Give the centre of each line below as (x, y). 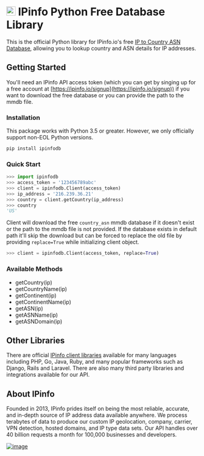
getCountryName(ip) (41, 289)
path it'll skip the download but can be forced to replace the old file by (94, 236)
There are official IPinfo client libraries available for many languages (91, 355)
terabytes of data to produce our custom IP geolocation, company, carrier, (100, 422)
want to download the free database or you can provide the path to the (95, 95)
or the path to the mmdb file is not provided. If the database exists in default (101, 229)
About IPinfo (30, 394)
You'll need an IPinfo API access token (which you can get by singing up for (101, 82)
